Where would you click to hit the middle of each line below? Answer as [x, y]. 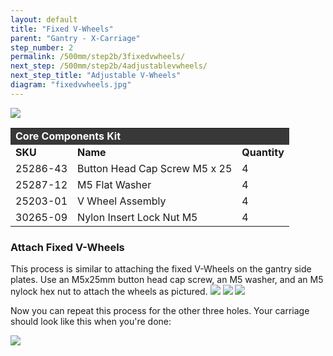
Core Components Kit [68, 136]
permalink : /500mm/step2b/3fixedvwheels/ [98, 57]
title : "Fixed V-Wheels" [62, 29]
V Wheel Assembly [122, 201]
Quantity [263, 152]
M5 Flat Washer [114, 184]
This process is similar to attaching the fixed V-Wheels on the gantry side [161, 269]
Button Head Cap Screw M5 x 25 [155, 168]
